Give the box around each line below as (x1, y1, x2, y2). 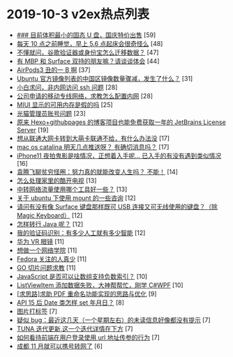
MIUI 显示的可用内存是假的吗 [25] (16, 100, 113, 109)
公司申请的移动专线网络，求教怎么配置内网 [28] (16, 91, 153, 100)
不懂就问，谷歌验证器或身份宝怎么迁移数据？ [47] (16, 48, 159, 56)
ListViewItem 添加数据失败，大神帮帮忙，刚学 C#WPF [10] (16, 280, 183, 289)
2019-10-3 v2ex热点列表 (6, 6, 150, 22)
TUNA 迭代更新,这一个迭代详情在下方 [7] (16, 324, 133, 333)
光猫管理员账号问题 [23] (16, 109, 87, 117)
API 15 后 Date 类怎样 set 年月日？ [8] (16, 298, 125, 307)
